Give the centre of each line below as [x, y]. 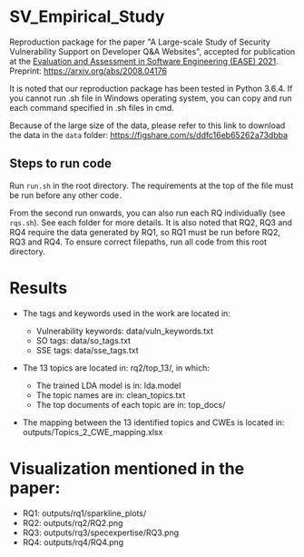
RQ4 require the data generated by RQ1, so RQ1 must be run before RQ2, [145, 232]
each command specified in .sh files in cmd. [92, 107]
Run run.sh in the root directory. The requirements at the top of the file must [152, 185]
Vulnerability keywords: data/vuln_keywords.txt [125, 331]
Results [39, 288]
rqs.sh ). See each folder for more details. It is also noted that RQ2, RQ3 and [151, 222]
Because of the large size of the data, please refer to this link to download [147, 125]
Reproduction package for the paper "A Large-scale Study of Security [140, 42]
